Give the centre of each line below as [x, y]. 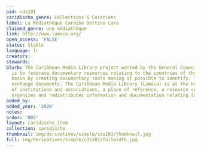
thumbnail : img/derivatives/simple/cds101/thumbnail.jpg [79, 134]
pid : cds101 [21, 12]
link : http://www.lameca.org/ [44, 34]
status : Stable [25, 45]
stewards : [19, 62]
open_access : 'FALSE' [33, 39]
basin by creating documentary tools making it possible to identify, [101, 78]
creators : [19, 56]
